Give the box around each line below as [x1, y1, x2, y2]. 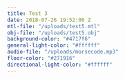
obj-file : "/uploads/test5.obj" [7, 29, 100, 36]
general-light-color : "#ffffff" [7, 42, 100, 49]
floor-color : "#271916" [7, 55, 76, 62]
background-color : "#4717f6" [7, 36, 91, 43]
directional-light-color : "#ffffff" [7, 61, 113, 68]
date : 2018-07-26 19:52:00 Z [7, 16, 91, 23]
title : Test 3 [7, 10, 48, 17]
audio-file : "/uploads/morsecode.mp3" [7, 49, 119, 56]
